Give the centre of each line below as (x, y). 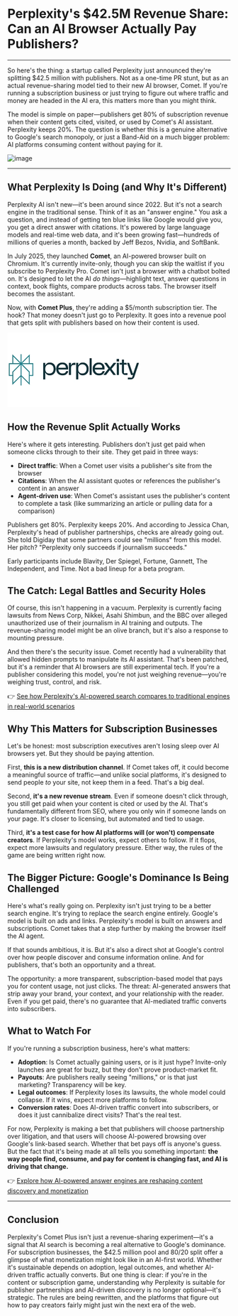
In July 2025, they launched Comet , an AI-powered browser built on (107, 256)
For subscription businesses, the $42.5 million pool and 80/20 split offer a (115, 1252)
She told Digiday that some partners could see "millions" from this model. (114, 539)
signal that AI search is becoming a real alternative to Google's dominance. (117, 1244)
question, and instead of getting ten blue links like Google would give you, (115, 220)
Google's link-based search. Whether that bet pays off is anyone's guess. (114, 1143)
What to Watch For (49, 1031)
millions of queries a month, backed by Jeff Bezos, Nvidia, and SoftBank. (114, 242)
